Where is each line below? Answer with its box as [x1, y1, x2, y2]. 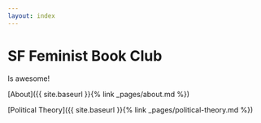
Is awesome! [7, 74, 50, 83]
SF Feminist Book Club [7, 46, 163, 65]
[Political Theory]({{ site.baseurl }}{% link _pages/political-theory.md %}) [7, 104, 254, 114]
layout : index [7, 11, 56, 20]
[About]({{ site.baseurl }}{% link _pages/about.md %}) [7, 89, 190, 99]
